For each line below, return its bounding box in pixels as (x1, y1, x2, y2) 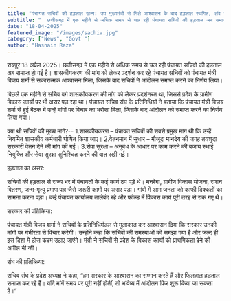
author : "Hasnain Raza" (7, 42, 76, 49)
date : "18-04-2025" (7, 23, 63, 30)
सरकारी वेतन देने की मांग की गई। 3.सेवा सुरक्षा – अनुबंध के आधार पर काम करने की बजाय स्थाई (7, 142, 214, 150)
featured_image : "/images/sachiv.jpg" (7, 29, 118, 36)
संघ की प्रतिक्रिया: (7, 258, 45, 265)
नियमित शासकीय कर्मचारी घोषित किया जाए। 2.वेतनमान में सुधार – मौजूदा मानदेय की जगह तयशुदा (7, 135, 217, 143)
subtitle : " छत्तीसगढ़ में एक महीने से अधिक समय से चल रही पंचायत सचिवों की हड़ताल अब (7, 16, 213, 23)
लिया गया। (7, 113, 31, 121)
